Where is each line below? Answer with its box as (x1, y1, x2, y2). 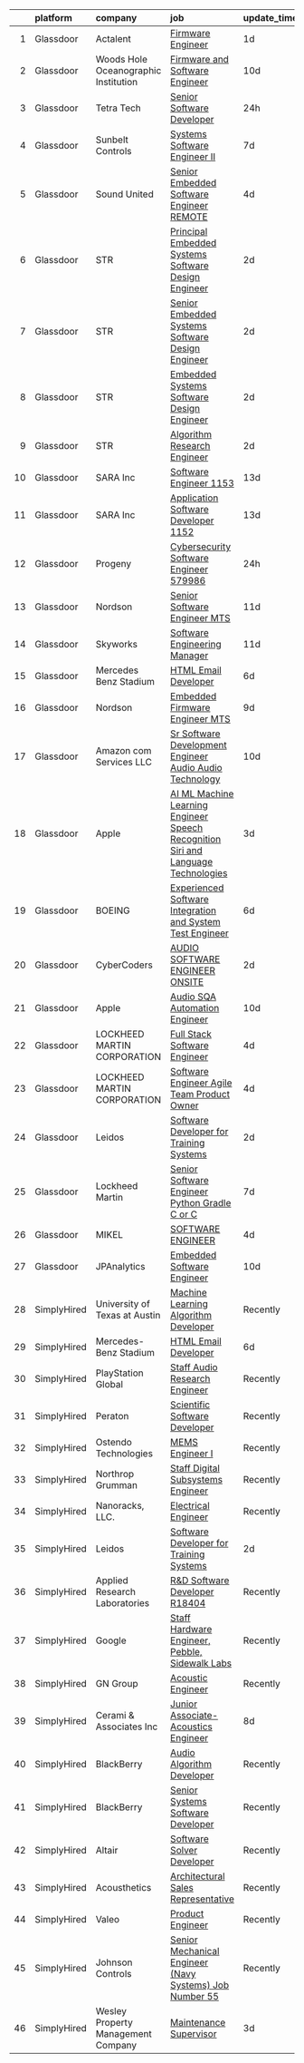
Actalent (95, 33, 131, 44)
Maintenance (170, 2017, 226, 2029)
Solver (170, 1844, 198, 1856)
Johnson (95, 1956, 133, 1969)
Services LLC (95, 756, 152, 768)
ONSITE (170, 976, 204, 988)
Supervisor (170, 2028, 217, 2039)
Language (170, 856, 214, 868)
